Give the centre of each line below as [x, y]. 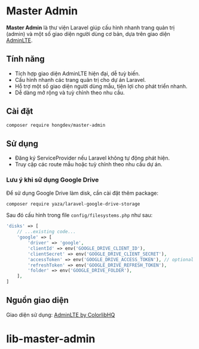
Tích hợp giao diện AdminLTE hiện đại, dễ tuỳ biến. [77, 74]
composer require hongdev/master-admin [56, 125]
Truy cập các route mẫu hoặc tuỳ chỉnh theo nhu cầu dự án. [88, 164]
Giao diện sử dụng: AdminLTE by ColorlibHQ [61, 314]
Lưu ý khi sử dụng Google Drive [53, 180]
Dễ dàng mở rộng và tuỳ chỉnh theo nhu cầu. [70, 92]
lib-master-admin [51, 339]
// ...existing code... [47, 232]
